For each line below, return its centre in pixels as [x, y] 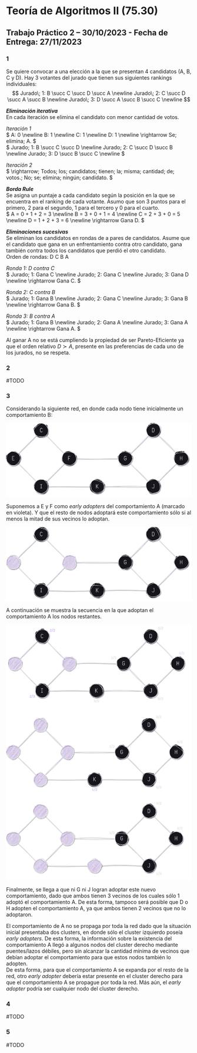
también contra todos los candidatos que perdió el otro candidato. [86, 250]
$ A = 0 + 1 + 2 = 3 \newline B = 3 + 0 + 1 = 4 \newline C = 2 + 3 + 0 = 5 [93, 214]
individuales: [21, 84]
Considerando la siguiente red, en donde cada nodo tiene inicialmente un [95, 409]
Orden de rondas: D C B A [37, 256]
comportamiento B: [29, 415]
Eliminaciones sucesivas [37, 232]
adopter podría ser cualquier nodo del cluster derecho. [73, 989]
